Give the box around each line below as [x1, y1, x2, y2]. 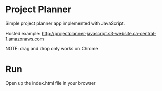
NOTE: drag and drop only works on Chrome [5, 45, 98, 51]
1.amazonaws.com [5, 36, 44, 42]
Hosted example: [5, 30, 41, 36]
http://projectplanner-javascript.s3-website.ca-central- [42, 30, 157, 36]
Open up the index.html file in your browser [5, 80, 96, 86]
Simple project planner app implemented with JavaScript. [5, 20, 125, 26]
